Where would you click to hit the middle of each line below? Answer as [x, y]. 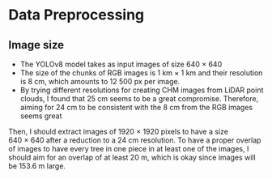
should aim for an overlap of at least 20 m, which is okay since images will [132, 157]
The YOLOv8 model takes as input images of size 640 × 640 [121, 64]
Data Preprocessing [76, 15]
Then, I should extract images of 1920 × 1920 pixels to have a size [119, 132]
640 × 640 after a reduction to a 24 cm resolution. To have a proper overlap [135, 140]
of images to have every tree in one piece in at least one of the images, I [129, 149]
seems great [41, 116]
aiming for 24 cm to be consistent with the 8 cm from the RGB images [136, 107]
